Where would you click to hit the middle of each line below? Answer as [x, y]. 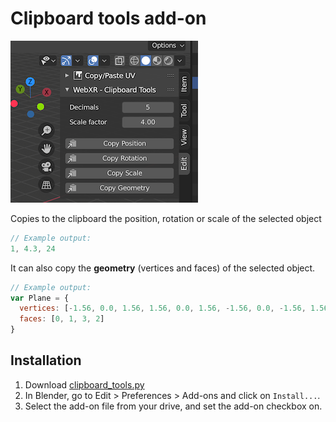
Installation [46, 360]
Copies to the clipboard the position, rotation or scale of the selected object [166, 218]
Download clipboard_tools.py [84, 384]
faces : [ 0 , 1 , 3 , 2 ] [62, 319]
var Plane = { [40, 298]
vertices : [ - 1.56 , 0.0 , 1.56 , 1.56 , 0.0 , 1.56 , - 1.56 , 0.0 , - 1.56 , [163, 308]
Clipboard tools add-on [108, 18]
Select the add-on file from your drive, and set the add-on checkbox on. [173, 406]
